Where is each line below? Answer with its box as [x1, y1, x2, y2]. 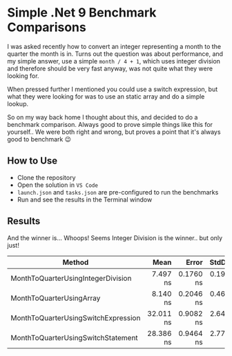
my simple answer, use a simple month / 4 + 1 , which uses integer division [7, 57, 221, 65]
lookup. [7, 99, 29, 108]
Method [62, 257, 89, 267]
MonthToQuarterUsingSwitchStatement [10, 333, 138, 342]
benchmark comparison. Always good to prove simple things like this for [7, 120, 213, 128]
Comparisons [7, 19, 86, 35]
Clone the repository [17, 173, 76, 181]
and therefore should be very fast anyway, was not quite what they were [7, 64, 213, 72]
